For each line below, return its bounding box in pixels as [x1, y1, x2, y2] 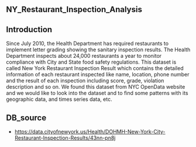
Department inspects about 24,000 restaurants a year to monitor [6, 52, 162, 60]
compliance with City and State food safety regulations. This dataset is [6, 58, 177, 66]
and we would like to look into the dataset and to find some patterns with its [6, 90, 188, 97]
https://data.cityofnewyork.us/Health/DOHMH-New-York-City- [14, 128, 166, 135]
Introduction [6, 24, 53, 34]
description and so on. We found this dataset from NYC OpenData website [6, 83, 185, 90]
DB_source [6, 113, 47, 123]
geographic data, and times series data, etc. [6, 96, 112, 103]
